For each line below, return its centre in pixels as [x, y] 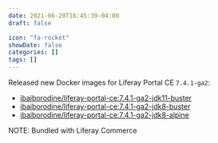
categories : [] [34, 53]
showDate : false [35, 45]
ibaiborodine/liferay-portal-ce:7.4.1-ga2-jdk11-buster [106, 98]
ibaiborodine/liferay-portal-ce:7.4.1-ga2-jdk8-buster [105, 106]
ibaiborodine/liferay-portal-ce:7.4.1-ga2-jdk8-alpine [104, 115]
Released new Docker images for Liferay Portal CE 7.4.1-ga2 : [109, 82]
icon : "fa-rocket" [39, 38]
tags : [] [23, 60]
